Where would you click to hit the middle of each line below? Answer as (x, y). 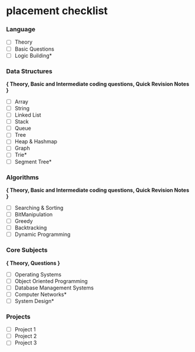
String (22, 108)
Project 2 (26, 336)
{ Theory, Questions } (33, 263)
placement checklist (57, 11)
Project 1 (25, 330)
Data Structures (29, 71)
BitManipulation (34, 214)
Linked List (28, 115)
